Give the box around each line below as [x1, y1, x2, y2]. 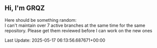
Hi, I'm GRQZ [4, 4, 45, 12]
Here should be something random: [4, 17, 77, 23]
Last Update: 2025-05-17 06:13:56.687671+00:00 [4, 37, 106, 43]
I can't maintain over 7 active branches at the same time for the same [4, 22, 146, 28]
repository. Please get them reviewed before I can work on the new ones [4, 27, 153, 34]
